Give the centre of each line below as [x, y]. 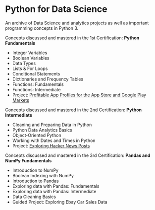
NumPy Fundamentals [28, 160]
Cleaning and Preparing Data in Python [52, 125]
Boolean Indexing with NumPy [43, 175]
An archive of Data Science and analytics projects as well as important [77, 23]
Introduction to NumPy [35, 170]
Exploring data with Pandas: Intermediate [54, 191]
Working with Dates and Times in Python [54, 140]
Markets [21, 100]
